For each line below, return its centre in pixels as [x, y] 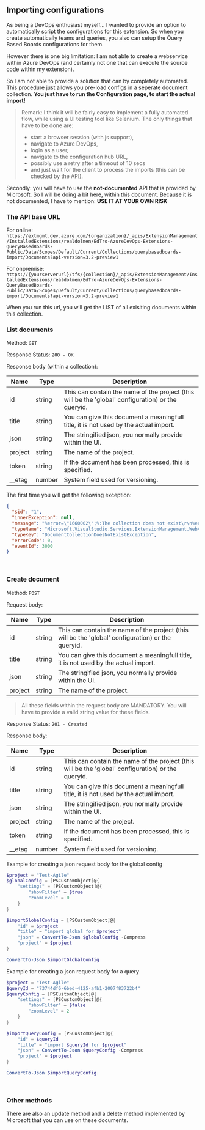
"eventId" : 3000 [32, 546]
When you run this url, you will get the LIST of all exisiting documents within [102, 308]
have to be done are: [47, 125]
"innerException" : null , [43, 518]
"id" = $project [38, 926]
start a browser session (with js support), [82, 137]
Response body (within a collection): [52, 367]
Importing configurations [55, 10]
